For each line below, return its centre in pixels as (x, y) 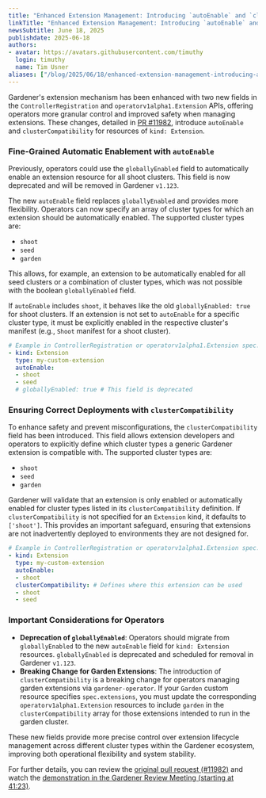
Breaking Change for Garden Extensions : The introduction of (120, 671)
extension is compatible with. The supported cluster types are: (110, 452)
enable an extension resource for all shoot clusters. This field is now (120, 177)
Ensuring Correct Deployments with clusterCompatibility (121, 410)
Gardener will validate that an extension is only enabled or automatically (125, 500)
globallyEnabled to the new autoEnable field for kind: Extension (124, 646)
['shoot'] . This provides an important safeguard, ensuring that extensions (129, 525)
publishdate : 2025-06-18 (49, 38)
